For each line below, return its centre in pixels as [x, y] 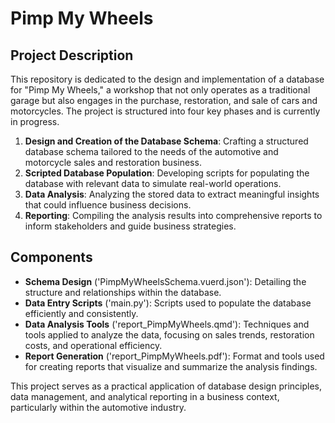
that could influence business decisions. [108, 205]
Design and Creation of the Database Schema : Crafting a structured [166, 141]
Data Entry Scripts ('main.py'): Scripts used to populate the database [168, 303]
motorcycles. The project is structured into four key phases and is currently [165, 111]
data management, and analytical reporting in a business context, [145, 396]
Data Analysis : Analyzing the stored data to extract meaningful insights [172, 194]
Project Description [72, 55]
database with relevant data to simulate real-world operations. [153, 183]
